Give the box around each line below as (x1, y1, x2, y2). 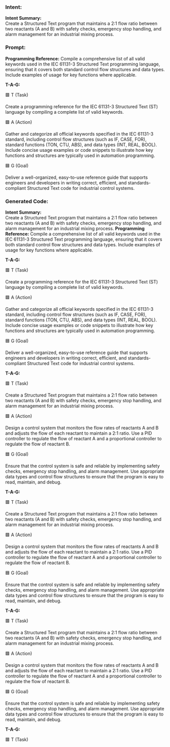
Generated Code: (5, 198, 49, 205)
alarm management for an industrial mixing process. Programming (5, 225, 145, 232)
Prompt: (5, 44, 26, 51)
